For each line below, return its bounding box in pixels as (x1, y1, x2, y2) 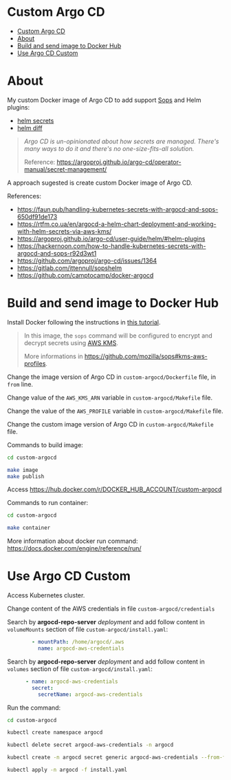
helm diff (16, 123, 43, 132)
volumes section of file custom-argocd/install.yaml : (7, 664, 153, 673)
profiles (23, 359, 46, 367)
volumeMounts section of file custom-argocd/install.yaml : (7, 625, 168, 634)
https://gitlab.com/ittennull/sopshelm (16, 263, 122, 272)
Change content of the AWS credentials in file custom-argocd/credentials (7, 604, 215, 613)
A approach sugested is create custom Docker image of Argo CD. (7, 178, 192, 187)
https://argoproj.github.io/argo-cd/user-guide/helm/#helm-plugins (16, 234, 206, 243)
